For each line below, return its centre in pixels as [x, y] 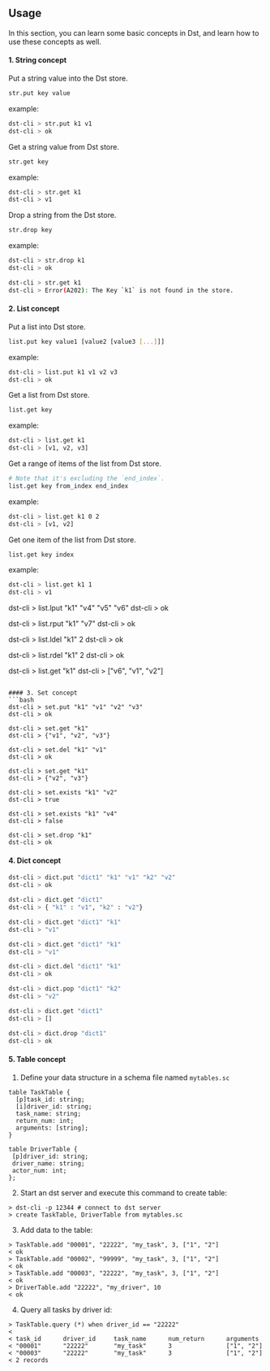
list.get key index [41, 555]
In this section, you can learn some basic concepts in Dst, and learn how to [134, 33]
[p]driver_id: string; [50, 1156]
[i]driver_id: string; [54, 1106]
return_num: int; [45, 1121]
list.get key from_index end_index [69, 486]
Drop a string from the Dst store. [62, 215]
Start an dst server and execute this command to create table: [123, 1193]
